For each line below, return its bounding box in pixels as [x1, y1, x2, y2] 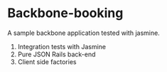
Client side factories [17, 57, 77, 66]
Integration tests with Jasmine [17, 42, 107, 51]
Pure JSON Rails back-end [17, 50, 96, 58]
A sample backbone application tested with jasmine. [7, 29, 160, 37]
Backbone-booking [7, 5, 124, 21]
